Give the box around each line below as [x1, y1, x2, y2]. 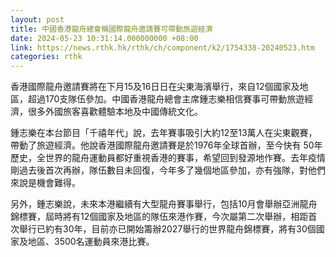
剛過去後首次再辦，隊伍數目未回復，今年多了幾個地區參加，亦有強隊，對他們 [10, 164, 326, 176]
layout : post [10, 14, 65, 25]
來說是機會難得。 [10, 177, 81, 189]
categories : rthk [10, 52, 83, 62]
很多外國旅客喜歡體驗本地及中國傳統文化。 [27, 106, 203, 118]
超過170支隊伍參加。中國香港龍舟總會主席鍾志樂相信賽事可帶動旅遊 [27, 93, 305, 105]
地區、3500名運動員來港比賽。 [27, 236, 155, 248]
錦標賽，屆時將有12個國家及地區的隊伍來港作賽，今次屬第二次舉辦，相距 [10, 211, 309, 223]
